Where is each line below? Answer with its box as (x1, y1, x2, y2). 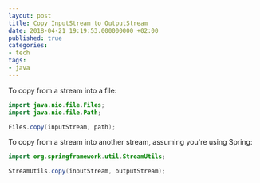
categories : (8, 42, 48, 50)
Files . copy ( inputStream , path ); (8, 123, 116, 131)
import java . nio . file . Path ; (8, 109, 102, 117)
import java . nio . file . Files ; (8, 101, 105, 109)
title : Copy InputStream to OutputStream (8, 19, 148, 27)
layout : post (8, 11, 52, 20)
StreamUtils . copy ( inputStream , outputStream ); (8, 167, 166, 176)
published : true (8, 34, 62, 42)
